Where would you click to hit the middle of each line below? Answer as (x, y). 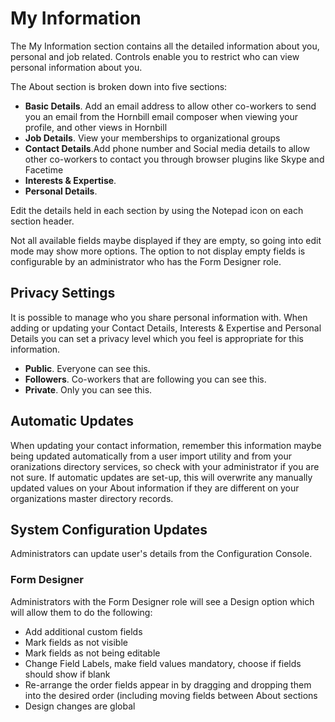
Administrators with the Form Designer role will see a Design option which (162, 601)
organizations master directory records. (92, 498)
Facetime (44, 169)
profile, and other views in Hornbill (96, 127)
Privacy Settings (63, 293)
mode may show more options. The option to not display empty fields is (158, 251)
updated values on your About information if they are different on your (155, 488)
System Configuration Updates (109, 529)
